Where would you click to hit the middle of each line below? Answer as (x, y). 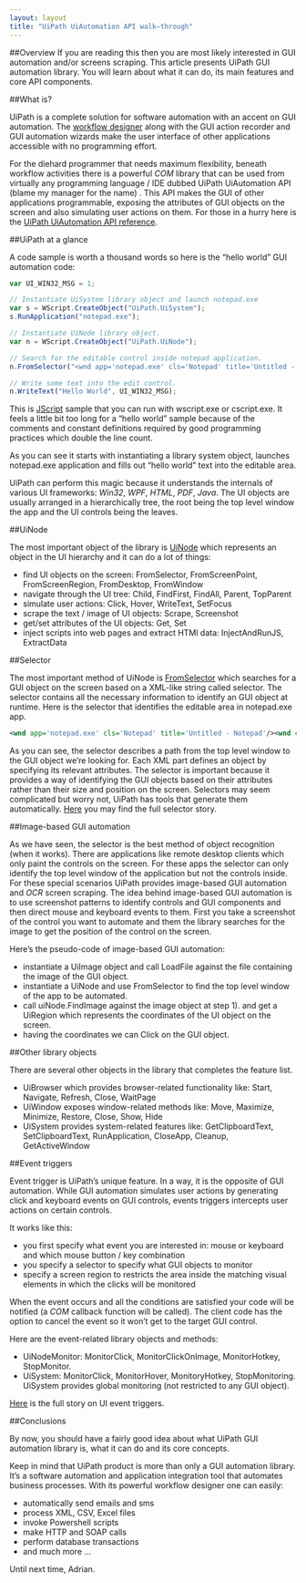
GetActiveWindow (56, 1146)
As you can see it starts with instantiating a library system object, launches (149, 456)
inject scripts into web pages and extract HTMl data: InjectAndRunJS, (153, 633)
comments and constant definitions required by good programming (135, 429)
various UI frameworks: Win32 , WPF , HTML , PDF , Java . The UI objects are (149, 492)
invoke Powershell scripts (71, 1523)
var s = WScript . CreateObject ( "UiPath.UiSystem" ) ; (107, 308)
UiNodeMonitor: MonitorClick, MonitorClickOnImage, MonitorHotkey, (151, 1357)
